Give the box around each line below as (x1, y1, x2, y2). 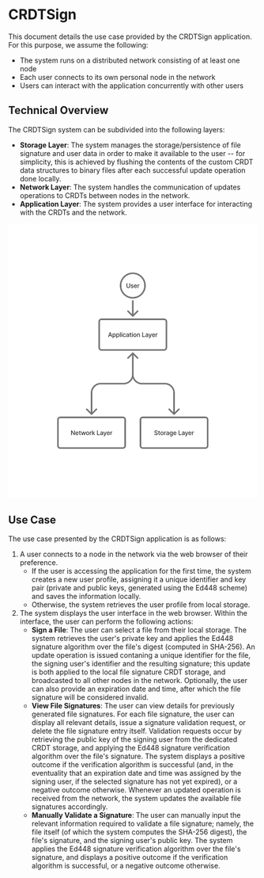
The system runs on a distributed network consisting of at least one (19, 55, 240, 65)
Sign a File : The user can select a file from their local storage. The (31, 625, 247, 635)
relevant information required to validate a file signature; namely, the (31, 819, 255, 829)
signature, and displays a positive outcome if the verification (31, 853, 228, 862)
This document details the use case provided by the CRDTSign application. (8, 32, 252, 41)
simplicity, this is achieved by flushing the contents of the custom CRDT (19, 157, 254, 166)
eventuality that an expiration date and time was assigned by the (31, 769, 242, 778)
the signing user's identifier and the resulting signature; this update (31, 659, 251, 669)
